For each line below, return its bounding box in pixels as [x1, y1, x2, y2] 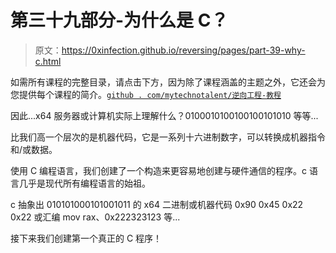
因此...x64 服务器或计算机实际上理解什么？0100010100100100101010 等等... [10, 109, 319, 121]
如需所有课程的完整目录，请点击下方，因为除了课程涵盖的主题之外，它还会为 [10, 76, 326, 88]
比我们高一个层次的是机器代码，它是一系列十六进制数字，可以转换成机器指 [10, 131, 317, 143]
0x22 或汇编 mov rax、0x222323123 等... [10, 211, 181, 223]
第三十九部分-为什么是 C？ [10, 9, 229, 32]
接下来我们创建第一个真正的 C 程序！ [10, 232, 163, 244]
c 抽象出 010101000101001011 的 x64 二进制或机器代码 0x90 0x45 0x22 [10, 198, 304, 210]
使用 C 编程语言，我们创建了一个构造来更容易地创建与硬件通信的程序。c [10, 164, 308, 176]
